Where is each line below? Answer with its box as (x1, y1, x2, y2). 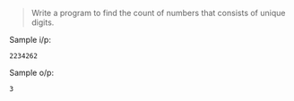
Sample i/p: (9, 35, 52, 45)
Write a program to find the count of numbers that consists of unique (30, 8, 286, 18)
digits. (30, 17, 55, 28)
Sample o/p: (9, 67, 55, 78)
